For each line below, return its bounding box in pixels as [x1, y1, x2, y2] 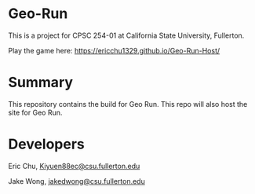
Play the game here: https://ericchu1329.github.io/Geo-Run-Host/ [8, 46, 220, 55]
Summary [8, 74, 73, 91]
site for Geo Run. [8, 108, 63, 117]
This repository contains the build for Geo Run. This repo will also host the [8, 99, 248, 108]
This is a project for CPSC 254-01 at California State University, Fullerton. [8, 31, 245, 40]
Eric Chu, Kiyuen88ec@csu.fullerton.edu [8, 161, 140, 170]
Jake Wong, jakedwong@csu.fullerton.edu [8, 176, 145, 185]
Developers [8, 135, 85, 153]
